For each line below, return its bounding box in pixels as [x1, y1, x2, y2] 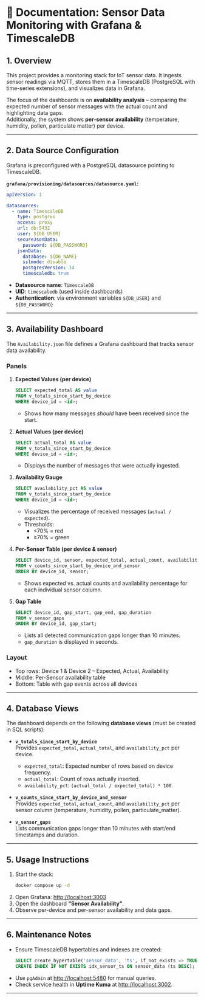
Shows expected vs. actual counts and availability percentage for [24, 579, 188, 587]
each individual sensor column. [24, 586, 103, 593]
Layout [6, 653, 27, 662]
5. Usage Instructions [6, 854, 89, 865]
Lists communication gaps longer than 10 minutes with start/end [15, 825, 176, 832]
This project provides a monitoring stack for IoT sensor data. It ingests [6, 72, 182, 78]
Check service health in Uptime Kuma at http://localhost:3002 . [15, 981, 173, 988]
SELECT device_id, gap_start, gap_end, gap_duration [15, 609, 152, 616]
